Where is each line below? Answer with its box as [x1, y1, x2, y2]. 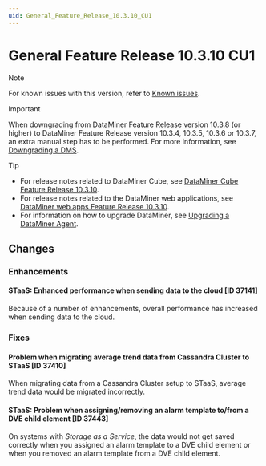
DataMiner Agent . [19, 218, 79, 229]
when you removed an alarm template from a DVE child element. [8, 448, 221, 458]
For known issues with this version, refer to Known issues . [8, 88, 200, 98]
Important [8, 103, 41, 113]
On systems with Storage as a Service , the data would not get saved [8, 432, 235, 441]
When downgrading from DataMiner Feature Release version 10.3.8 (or [8, 120, 241, 129]
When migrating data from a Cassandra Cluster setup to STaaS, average [8, 379, 247, 388]
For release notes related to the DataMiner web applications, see [19, 193, 234, 203]
